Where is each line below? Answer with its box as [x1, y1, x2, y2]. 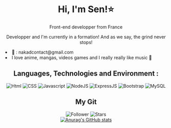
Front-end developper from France [49, 23, 123, 30]
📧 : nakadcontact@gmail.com [12, 49, 74, 55]
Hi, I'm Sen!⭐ [58, 4, 114, 15]
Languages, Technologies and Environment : [13, 69, 159, 78]
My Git [75, 97, 97, 107]
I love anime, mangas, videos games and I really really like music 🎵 [12, 54, 152, 61]
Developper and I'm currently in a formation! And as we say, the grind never [6, 34, 166, 40]
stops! [79, 39, 93, 45]
